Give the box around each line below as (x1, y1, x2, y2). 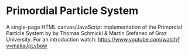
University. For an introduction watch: (6, 36, 97, 43)
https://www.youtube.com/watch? (97, 36, 180, 43)
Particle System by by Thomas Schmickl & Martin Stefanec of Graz (6, 29, 167, 36)
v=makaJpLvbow (6, 42, 47, 49)
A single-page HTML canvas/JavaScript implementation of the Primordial (6, 23, 183, 30)
